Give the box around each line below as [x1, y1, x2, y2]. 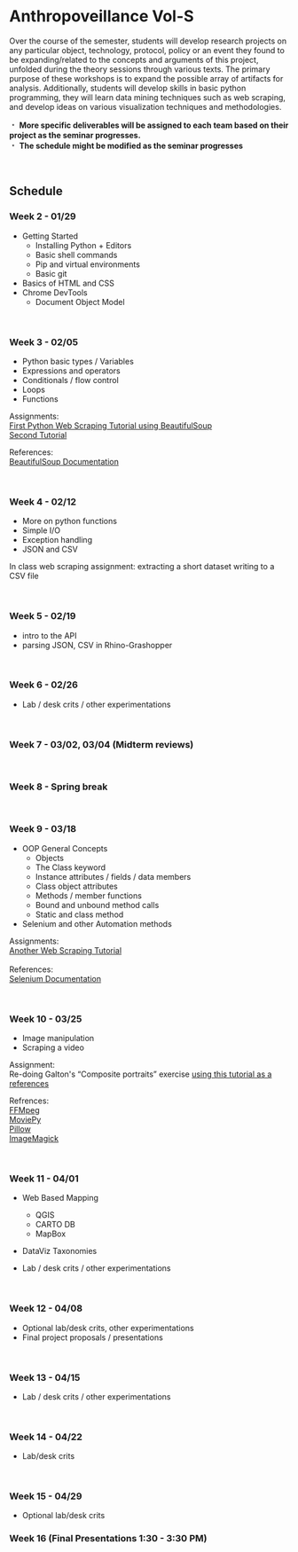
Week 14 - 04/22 [9, 1431, 82, 1443]
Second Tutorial [9, 429, 67, 440]
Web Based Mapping [21, 1193, 99, 1203]
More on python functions [21, 516, 118, 527]
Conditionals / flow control [21, 374, 120, 385]
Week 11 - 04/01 [9, 1172, 80, 1185]
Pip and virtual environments [35, 259, 140, 270]
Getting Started [21, 231, 78, 241]
